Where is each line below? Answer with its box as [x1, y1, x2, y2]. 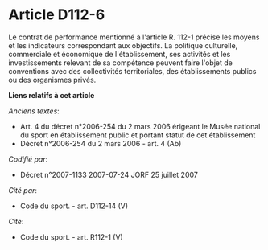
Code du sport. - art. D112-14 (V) [19, 201, 129, 211]
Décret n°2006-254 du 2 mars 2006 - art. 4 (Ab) [19, 138, 182, 148]
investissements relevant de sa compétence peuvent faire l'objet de [8, 58, 233, 68]
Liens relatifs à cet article [8, 90, 95, 100]
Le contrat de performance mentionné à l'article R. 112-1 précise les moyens [8, 32, 260, 42]
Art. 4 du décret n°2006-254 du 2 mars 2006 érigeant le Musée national [19, 121, 261, 131]
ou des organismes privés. [8, 75, 97, 84]
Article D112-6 [8, 6, 105, 24]
